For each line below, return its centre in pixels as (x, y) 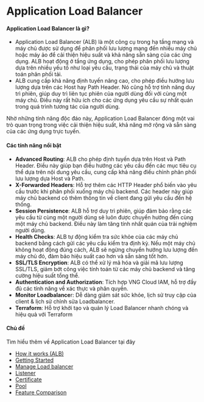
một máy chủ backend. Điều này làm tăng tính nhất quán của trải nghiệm (106, 224)
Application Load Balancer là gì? (48, 28)
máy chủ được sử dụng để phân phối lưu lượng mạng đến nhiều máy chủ (106, 48)
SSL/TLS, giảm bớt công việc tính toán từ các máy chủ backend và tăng (105, 269)
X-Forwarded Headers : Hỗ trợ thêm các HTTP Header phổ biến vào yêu (106, 185)
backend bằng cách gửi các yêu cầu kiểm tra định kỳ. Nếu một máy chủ (105, 243)
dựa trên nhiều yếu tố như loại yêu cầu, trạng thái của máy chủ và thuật (104, 68)
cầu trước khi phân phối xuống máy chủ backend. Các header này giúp (104, 191)
